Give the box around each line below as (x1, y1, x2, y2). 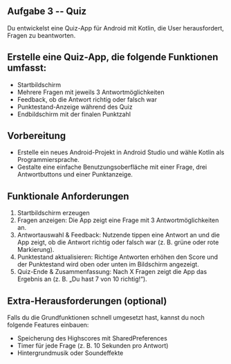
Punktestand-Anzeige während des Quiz (17, 102, 133, 111)
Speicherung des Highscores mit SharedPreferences (17, 334, 167, 343)
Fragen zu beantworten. (7, 31, 76, 39)
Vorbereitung (7, 130, 66, 142)
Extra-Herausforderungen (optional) (7, 295, 167, 307)
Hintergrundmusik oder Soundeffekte (17, 349, 124, 357)
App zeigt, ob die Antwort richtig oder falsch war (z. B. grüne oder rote (17, 238, 219, 246)
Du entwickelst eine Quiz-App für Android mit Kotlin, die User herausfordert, (7, 24, 224, 32)
